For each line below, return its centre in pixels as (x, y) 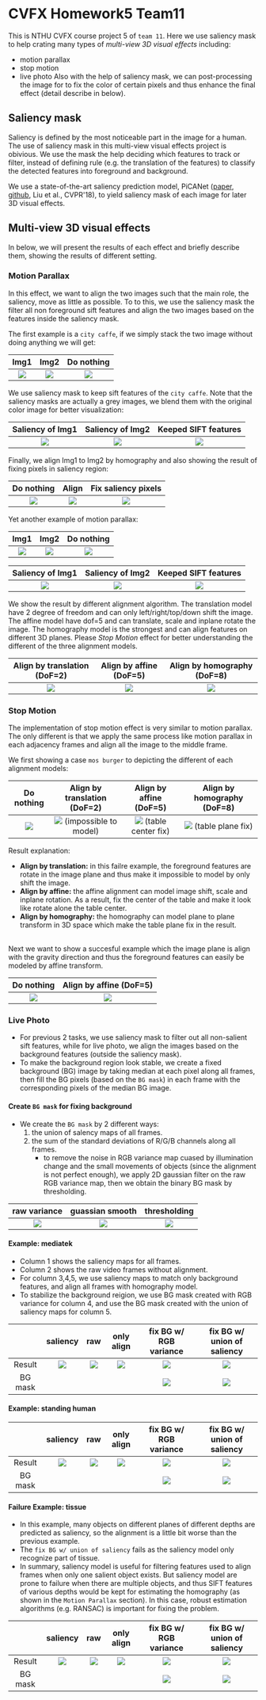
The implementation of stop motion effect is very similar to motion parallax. (131, 728)
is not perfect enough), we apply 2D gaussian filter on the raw (144, 1175)
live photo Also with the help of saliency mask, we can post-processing (136, 76)
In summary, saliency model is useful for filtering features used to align (135, 1567)
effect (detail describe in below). (73, 93)
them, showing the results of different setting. (82, 255)
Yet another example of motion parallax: (73, 519)
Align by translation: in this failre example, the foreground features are (135, 866)
